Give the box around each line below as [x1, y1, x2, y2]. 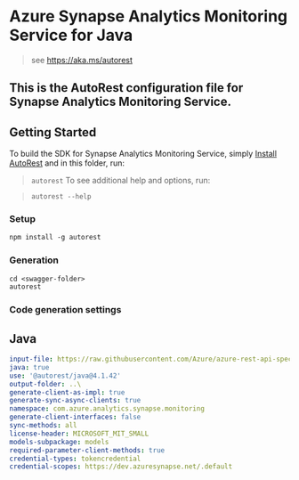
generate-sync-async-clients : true [9, 396, 141, 405]
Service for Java [9, 25, 133, 45]
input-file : [9, 354, 53, 364]
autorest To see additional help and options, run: [30, 175, 211, 186]
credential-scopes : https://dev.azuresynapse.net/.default [9, 462, 233, 471]
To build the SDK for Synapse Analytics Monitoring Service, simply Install [9, 149, 278, 159]
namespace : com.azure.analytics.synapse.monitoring [9, 404, 205, 413]
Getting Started [9, 125, 97, 140]
